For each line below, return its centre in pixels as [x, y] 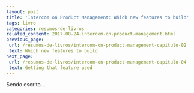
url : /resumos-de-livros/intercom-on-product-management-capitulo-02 [98, 46]
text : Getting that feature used [51, 67]
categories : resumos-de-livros [45, 28]
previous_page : [25, 40]
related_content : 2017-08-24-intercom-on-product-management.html [91, 34]
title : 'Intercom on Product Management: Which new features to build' [98, 17]
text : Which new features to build [53, 51]
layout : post [23, 12]
